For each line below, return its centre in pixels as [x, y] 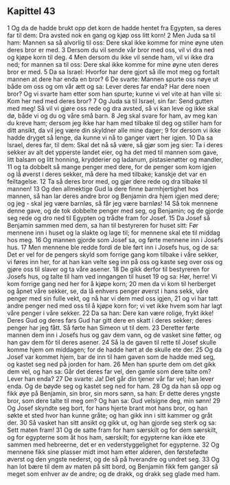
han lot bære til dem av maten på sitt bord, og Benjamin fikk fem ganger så [113, 466]
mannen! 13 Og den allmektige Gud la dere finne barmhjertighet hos [103, 188]
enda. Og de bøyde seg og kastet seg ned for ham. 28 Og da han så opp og [114, 386]
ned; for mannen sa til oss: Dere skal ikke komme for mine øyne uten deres [113, 64]
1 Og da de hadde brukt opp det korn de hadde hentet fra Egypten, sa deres [114, 28]
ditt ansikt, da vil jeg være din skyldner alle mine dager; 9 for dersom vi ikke [114, 130]
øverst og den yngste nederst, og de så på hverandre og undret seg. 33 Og [113, 459]
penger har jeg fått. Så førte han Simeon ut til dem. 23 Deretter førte [103, 327]
